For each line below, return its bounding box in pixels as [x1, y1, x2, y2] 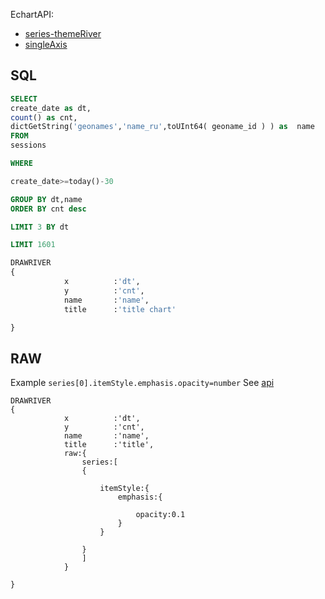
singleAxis [24, 39, 68, 50]
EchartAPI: [10, 9, 55, 20]
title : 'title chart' [63, 304, 177, 314]
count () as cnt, [10, 112, 78, 123]
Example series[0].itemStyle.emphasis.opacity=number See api [10, 377, 275, 389]
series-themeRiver [24, 28, 102, 39]
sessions [10, 140, 47, 151]
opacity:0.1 [135, 510, 186, 520]
